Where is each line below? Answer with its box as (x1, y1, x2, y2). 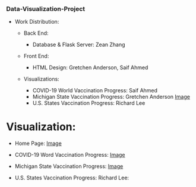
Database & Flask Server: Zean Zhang (32, 41, 126, 49)
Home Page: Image (14, 140, 62, 147)
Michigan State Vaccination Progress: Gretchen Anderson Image (32, 93, 190, 101)
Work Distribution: (14, 18, 59, 25)
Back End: (23, 30, 49, 37)
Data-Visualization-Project (6, 5, 86, 13)
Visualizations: (23, 76, 59, 83)
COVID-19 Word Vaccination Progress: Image (14, 151, 126, 159)
